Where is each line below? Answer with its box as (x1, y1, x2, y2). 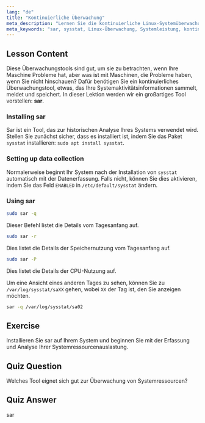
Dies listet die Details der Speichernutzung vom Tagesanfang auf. (6, 244, 171, 251)
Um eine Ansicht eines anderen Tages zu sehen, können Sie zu (6, 279, 165, 286)
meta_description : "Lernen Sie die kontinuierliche (6, 20, 140, 26)
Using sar (6, 197, 35, 205)
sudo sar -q (6, 210, 37, 217)
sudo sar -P (6, 256, 37, 262)
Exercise (6, 320, 40, 331)
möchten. (6, 292, 31, 299)
